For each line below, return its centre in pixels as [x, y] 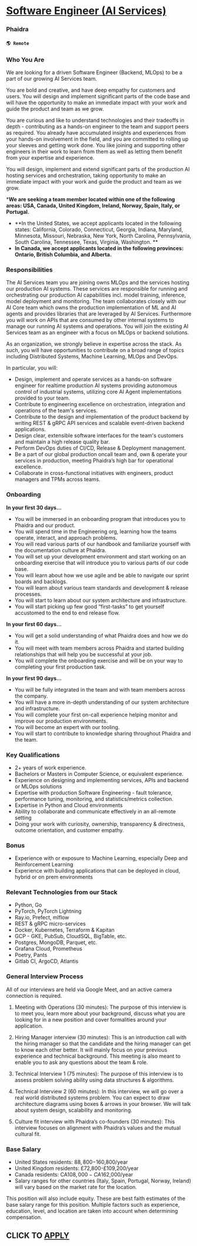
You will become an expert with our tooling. [67, 727]
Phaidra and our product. [45, 525]
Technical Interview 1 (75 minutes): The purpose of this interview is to [99, 1074]
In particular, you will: [32, 368]
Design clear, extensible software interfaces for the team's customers [99, 436]
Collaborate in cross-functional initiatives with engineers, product [94, 473]
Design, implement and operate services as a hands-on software [93, 379]
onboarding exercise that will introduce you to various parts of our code [101, 563]
